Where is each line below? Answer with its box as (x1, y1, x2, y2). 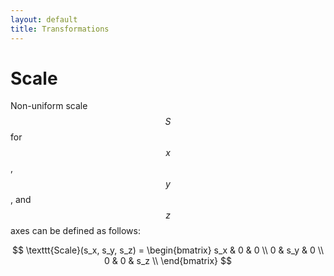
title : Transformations (10, 24, 110, 34)
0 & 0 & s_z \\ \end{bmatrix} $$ (104, 255, 232, 267)
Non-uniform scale (10, 100, 88, 112)
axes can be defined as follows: (10, 225, 141, 237)
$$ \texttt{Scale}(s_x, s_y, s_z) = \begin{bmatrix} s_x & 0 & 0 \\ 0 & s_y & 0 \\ (11, 244, 325, 256)
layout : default (10, 14, 78, 25)
